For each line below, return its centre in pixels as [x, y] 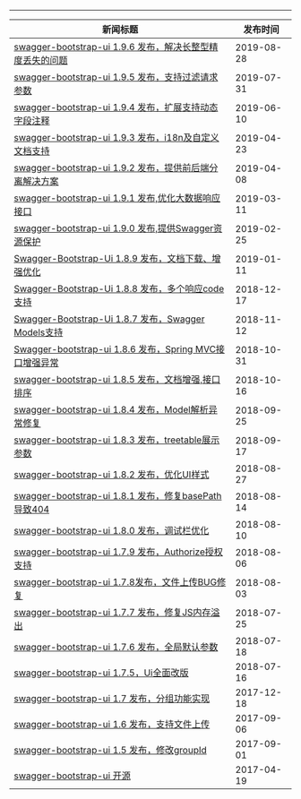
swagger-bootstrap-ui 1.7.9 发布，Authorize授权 [119, 552]
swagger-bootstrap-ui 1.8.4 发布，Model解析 [111, 410]
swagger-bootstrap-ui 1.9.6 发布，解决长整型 [112, 47]
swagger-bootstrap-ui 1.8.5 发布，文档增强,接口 [117, 379]
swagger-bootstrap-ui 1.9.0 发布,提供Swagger [114, 228]
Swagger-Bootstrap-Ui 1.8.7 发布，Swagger [109, 319]
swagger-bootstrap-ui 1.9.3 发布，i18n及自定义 [116, 137]
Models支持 [39, 332]
